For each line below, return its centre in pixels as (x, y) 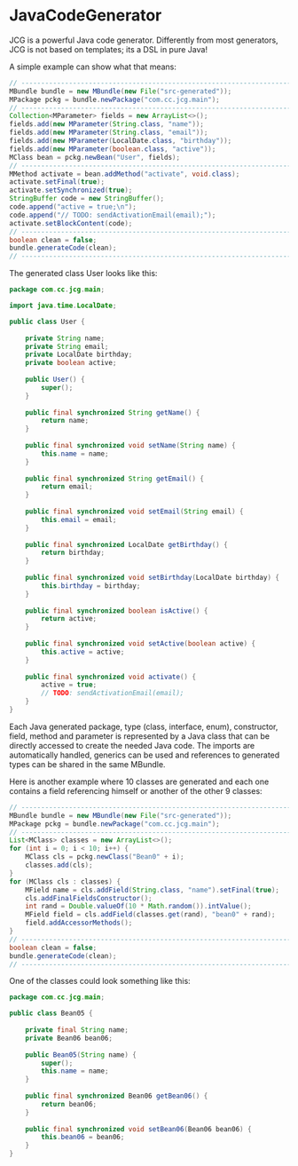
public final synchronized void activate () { (111, 677)
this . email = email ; (79, 520)
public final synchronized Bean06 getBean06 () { (117, 1096)
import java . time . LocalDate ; (63, 306)
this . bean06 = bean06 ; (83, 1138)
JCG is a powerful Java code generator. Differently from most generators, (144, 40)
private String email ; (67, 346)
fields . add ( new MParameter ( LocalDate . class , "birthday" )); (121, 141)
